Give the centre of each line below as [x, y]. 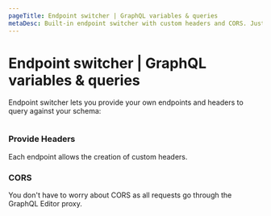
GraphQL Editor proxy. [46, 204]
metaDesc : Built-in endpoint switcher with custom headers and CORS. [128, 23]
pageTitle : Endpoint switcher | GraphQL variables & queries [113, 16]
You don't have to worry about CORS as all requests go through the [120, 195]
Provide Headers [42, 139]
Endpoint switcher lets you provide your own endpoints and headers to [126, 102]
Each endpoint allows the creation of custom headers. [98, 156]
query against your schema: [55, 111]
